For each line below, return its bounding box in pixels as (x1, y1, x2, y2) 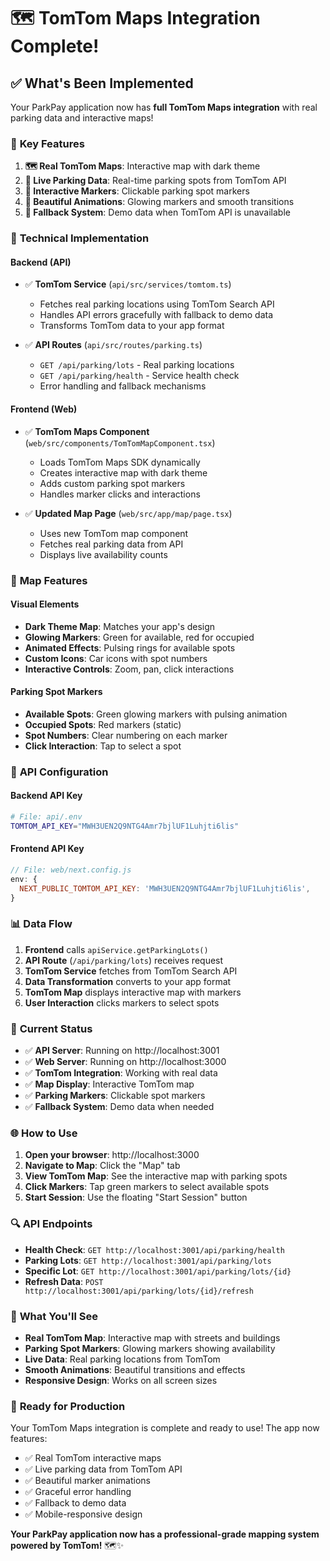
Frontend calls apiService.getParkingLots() (24, 943, 209, 955)
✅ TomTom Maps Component (24, 425, 150, 437)
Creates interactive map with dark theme (39, 466, 208, 479)
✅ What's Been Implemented (10, 75, 194, 92)
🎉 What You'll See (10, 1309, 99, 1323)
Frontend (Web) (10, 403, 78, 415)
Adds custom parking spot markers (39, 477, 186, 489)
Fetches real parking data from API (39, 538, 184, 550)
